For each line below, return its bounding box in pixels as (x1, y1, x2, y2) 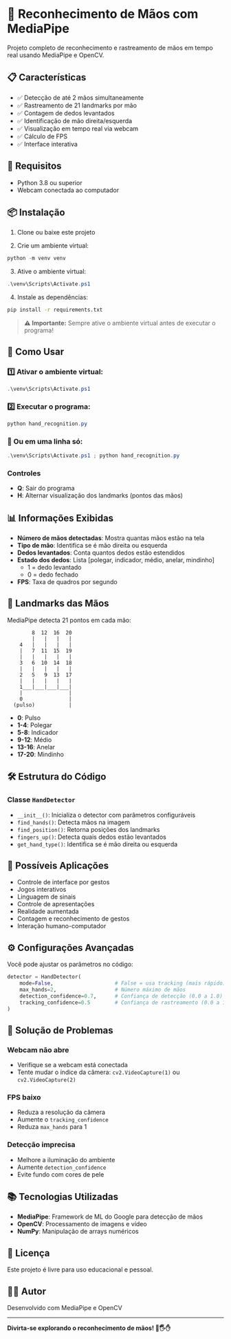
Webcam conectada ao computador (16, 186, 119, 194)
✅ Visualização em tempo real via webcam (16, 124, 139, 133)
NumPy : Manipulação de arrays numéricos (16, 1228, 139, 1236)
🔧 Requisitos (7, 160, 62, 172)
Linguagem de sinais (16, 892, 76, 901)
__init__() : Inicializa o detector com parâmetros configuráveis (16, 811, 196, 819)
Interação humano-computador (16, 922, 107, 930)
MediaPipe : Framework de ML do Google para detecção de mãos (16, 1212, 203, 1221)
